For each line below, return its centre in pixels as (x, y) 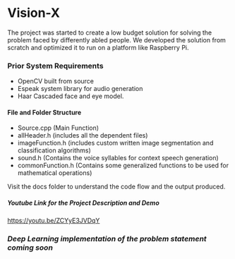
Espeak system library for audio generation (80, 89)
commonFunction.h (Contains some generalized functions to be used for (123, 165)
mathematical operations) (55, 173)
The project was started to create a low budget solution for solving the (110, 32)
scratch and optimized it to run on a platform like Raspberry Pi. (98, 47)
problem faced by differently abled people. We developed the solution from (116, 40)
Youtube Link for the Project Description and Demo (84, 203)
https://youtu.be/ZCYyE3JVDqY (54, 221)
